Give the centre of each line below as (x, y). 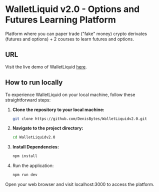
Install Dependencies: (35, 147)
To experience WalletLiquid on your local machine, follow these (70, 94)
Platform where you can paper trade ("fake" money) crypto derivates (76, 33)
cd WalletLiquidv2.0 (34, 137)
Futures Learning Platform (60, 20)
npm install (25, 156)
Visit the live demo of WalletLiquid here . (46, 66)
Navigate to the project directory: (48, 128)
